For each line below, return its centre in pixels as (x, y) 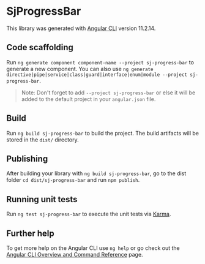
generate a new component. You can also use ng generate (80, 69)
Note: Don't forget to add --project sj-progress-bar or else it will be (108, 92)
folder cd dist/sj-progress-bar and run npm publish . (73, 180)
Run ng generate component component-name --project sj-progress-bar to (100, 62)
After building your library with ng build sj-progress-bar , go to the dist (96, 173)
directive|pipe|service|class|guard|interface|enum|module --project (97, 75)
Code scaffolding (40, 47)
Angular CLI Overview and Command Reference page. (75, 255)
